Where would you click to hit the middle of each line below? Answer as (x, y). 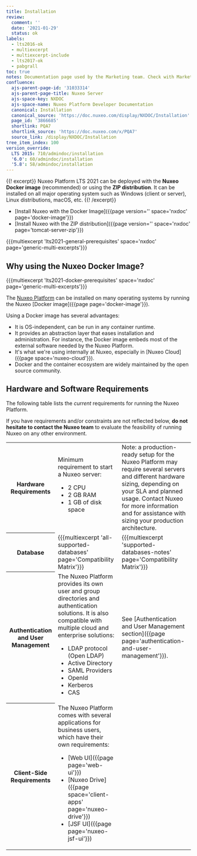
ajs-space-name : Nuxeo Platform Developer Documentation (82, 104)
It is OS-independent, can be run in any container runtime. (85, 327)
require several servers (154, 469)
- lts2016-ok (27, 45)
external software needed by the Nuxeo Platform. (74, 345)
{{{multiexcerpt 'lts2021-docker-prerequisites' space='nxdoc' (81, 280)
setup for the (157, 454)
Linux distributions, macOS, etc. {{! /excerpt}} (61, 200)
